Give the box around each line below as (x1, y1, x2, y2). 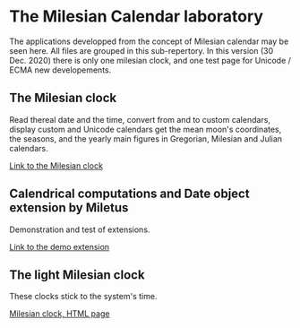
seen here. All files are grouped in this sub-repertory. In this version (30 (9, 45, 274, 56)
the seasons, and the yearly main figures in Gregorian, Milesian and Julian (9, 133, 283, 144)
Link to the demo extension (9, 241, 110, 252)
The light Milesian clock (9, 267, 145, 282)
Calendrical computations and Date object (9, 186, 250, 202)
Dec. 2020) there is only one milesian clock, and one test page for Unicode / (9, 55, 291, 65)
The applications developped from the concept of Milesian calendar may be (9, 36, 289, 47)
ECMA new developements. (9, 65, 112, 75)
